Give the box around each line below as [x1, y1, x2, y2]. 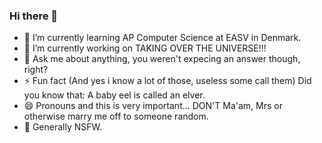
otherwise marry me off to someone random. [23, 110, 209, 123]
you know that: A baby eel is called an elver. [23, 89, 206, 101]
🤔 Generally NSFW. [23, 121, 103, 133]
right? [23, 64, 49, 76]
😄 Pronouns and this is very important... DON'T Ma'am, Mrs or [23, 100, 283, 112]
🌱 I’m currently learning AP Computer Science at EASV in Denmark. [23, 32, 302, 44]
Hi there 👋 [9, 9, 59, 23]
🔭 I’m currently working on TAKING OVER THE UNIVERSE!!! [23, 42, 267, 54]
